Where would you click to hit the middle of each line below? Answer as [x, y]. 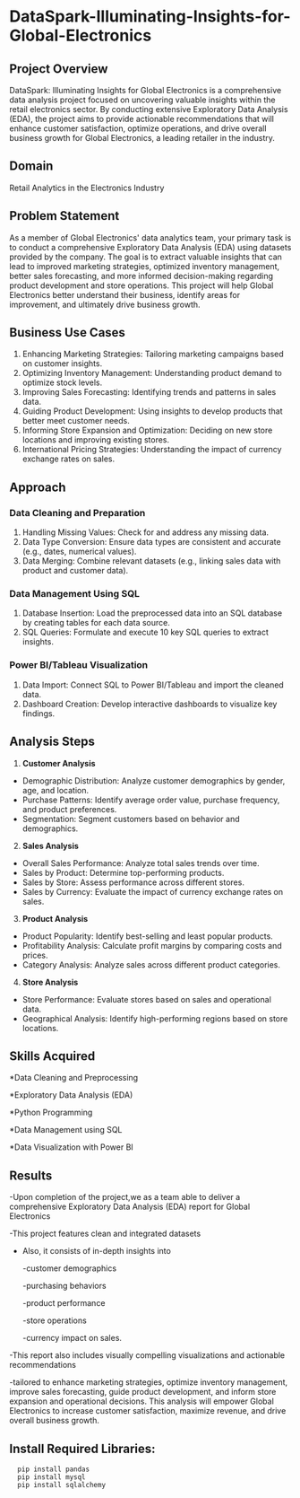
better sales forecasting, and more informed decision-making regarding [141, 276]
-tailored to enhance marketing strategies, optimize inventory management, [149, 1382]
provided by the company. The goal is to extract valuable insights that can [146, 257]
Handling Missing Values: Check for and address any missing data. [146, 532]
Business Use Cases [67, 333]
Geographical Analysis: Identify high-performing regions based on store [155, 1018]
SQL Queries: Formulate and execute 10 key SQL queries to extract [145, 632]
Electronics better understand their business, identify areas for [124, 294]
